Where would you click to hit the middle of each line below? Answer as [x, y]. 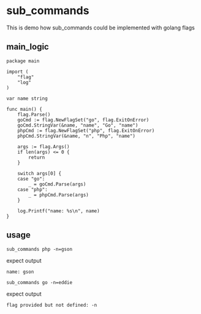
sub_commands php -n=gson [39, 249]
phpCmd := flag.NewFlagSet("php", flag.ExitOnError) [86, 130]
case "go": [31, 179]
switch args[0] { [40, 173]
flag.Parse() [34, 114]
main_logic [28, 47]
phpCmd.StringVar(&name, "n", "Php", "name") [77, 136]
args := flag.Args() [44, 147]
